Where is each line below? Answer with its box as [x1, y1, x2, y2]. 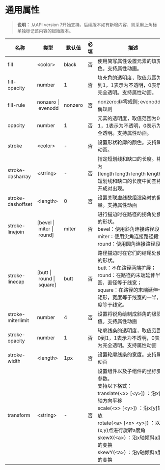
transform [7, 411, 30, 418]
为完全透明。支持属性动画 [97, 342, 157, 348]
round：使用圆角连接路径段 [97, 240, 161, 247]
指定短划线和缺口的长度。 [97, 156, 157, 162]
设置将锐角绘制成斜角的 [97, 311, 152, 317]
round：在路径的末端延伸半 [97, 272, 161, 279]
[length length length [97, 170, 146, 177]
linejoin [7, 228, 25, 235]
